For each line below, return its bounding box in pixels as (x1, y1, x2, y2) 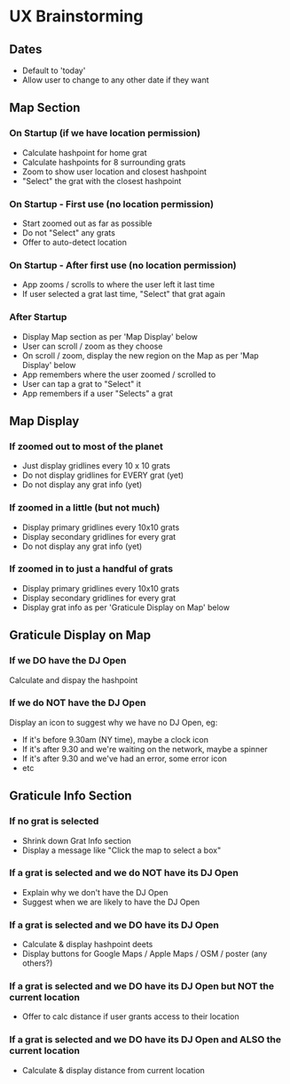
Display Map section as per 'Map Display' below (21, 331, 198, 341)
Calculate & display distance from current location (21, 1064, 206, 1075)
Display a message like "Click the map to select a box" (21, 845, 222, 855)
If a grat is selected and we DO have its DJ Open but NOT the (9, 980, 275, 992)
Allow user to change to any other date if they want (21, 75, 210, 85)
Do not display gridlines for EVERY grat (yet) (21, 470, 184, 481)
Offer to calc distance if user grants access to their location (21, 1011, 239, 1022)
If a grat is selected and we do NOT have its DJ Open (9, 867, 239, 879)
